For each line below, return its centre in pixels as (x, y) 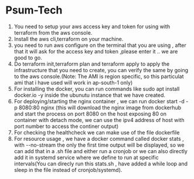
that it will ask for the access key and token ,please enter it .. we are (96, 51)
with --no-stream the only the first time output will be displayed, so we (99, 145)
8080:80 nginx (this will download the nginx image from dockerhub (100, 107)
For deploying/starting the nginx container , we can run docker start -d (99, 101)
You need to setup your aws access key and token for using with (92, 26)
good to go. (28, 58)
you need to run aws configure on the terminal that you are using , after (100, 45)
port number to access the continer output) (66, 126)
